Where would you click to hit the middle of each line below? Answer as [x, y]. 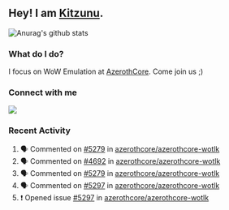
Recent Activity [40, 131]
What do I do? [36, 54]
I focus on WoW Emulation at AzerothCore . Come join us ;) [106, 71]
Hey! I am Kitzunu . [56, 13]
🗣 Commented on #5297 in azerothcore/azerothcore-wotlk [120, 185]
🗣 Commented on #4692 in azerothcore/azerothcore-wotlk [120, 161]
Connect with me [43, 92]
